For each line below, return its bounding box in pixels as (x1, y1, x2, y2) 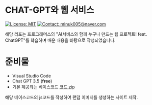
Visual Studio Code (12, 73, 51, 79)
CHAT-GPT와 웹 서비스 (5, 4, 95, 16)
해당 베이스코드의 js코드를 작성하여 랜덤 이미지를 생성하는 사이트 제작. (5, 94, 138, 100)
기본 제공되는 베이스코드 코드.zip (12, 84, 75, 90)
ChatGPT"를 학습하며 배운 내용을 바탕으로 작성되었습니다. (5, 37, 116, 43)
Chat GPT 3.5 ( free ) (12, 78, 52, 84)
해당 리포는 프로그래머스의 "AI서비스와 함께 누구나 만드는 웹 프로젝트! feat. (5, 31, 147, 37)
